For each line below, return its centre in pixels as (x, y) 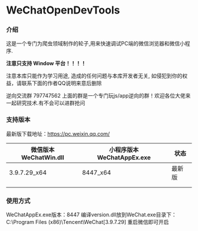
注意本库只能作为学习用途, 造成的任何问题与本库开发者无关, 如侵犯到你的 (94, 76)
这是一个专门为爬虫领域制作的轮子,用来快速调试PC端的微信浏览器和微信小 (96, 43)
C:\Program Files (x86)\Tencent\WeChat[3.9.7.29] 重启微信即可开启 (88, 222)
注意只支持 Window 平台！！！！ (46, 63)
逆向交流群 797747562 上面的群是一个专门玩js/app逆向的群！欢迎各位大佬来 (98, 96)
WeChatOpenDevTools (63, 10)
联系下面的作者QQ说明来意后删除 (62, 83)
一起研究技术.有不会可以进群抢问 (46, 103)
